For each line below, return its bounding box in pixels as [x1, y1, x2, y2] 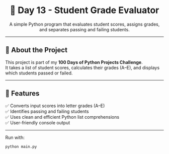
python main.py [5, 144, 37, 149]
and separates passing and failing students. [39, 26, 130, 32]
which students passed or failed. [5, 70, 73, 76]
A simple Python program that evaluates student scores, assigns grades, [9, 21, 160, 27]
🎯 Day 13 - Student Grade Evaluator [10, 5, 159, 16]
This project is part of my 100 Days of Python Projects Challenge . [5, 59, 143, 65]
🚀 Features [5, 89, 40, 98]
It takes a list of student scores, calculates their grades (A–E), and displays [5, 64, 160, 70]
